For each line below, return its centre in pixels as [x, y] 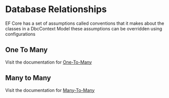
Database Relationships [56, 9]
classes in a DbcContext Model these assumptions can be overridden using [84, 28]
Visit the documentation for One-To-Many [49, 62]
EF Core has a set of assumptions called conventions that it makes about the [85, 23]
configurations [20, 34]
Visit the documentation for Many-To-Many [50, 90]
